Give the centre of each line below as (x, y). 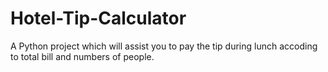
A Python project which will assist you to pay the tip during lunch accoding (164, 46)
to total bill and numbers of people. (82, 56)
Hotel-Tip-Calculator (98, 18)
